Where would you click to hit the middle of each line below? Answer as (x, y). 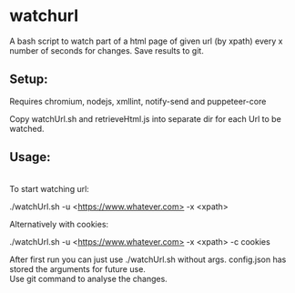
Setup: (29, 80)
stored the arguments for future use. (77, 268)
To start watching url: (49, 188)
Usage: (31, 157)
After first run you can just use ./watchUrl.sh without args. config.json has (148, 259)
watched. (27, 128)
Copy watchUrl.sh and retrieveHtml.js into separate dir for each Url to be (146, 118)
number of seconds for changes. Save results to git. (107, 50)
